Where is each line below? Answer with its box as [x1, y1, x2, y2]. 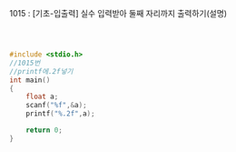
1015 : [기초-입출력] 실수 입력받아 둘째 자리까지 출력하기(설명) [9, 8, 228, 18]
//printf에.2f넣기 [9, 66, 74, 76]
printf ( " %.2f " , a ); [25, 109, 95, 118]
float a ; [25, 92, 59, 102]
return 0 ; [25, 126, 64, 135]
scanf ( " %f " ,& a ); [25, 101, 88, 110]
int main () [9, 76, 51, 85]
